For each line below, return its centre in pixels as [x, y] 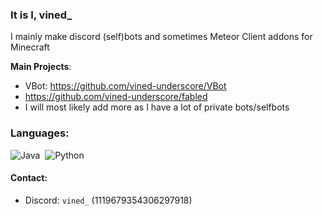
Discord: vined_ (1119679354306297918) [108, 200]
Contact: [29, 178]
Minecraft [30, 47]
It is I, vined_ [41, 15]
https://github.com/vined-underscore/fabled [116, 97]
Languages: [40, 133]
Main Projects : [41, 67]
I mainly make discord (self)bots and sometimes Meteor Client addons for [161, 37]
